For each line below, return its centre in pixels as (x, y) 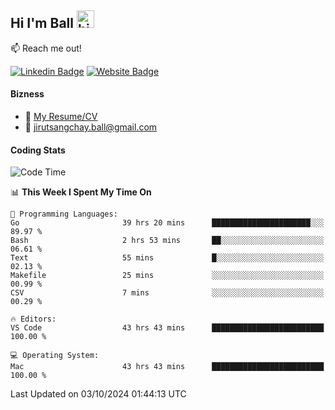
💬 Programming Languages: (64, 214)
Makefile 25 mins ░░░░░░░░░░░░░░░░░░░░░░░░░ (167, 276)
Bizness (27, 94)
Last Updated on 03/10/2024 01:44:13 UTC (98, 394)
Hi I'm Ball (42, 23)
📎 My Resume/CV (61, 117)
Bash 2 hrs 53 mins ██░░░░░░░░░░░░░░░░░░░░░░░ (167, 241)
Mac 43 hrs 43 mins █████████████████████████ (167, 367)
